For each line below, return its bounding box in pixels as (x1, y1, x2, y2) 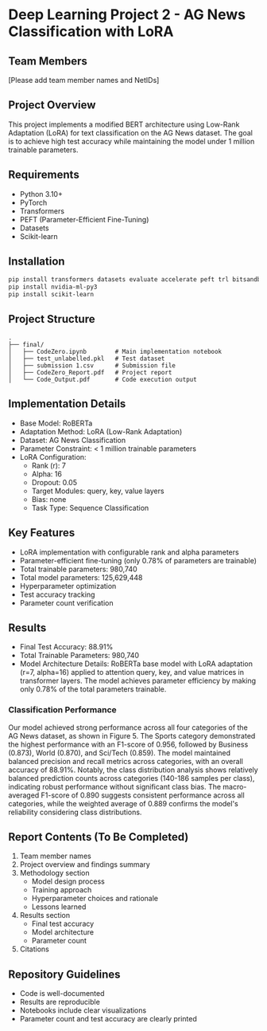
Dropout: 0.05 (31, 477, 78, 487)
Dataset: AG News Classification (19, 435, 126, 445)
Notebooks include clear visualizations (19, 1006, 147, 1015)
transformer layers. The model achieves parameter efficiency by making (19, 676, 257, 686)
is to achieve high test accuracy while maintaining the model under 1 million (8, 136, 255, 146)
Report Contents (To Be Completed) (8, 830, 189, 844)
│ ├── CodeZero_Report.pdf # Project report (8, 368, 172, 376)
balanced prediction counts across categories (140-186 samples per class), (8, 773, 255, 782)
